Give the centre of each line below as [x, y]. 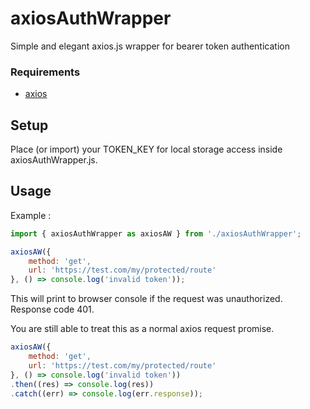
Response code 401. [52, 309]
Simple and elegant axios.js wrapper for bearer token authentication [150, 46]
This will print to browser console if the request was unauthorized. [146, 299]
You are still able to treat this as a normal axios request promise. [142, 329]
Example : [31, 215]
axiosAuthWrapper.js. [54, 160]
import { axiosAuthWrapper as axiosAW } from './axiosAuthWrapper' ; [156, 233]
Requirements [45, 72]
